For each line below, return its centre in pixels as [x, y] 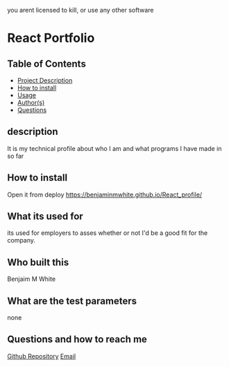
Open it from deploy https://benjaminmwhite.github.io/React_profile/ [105, 195]
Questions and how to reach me [77, 340]
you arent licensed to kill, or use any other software [80, 10]
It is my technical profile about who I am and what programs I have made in [114, 148]
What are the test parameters [72, 301]
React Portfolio [51, 38]
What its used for [45, 217]
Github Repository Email [42, 356]
